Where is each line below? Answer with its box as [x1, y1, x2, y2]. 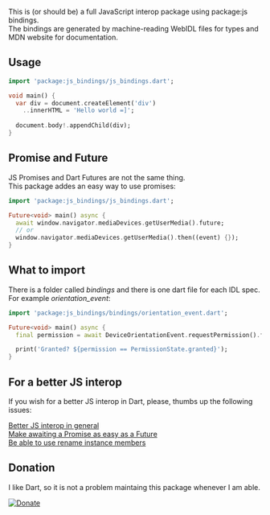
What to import [8, 263, 86, 277]
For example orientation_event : [8, 293, 111, 303]
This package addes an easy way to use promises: [8, 181, 176, 191]
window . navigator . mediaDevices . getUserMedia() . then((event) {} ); [15, 233, 239, 242]
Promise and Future [8, 151, 108, 165]
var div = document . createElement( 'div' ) [15, 99, 157, 107]
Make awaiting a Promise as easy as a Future [8, 430, 158, 439]
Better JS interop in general [8, 421, 100, 430]
